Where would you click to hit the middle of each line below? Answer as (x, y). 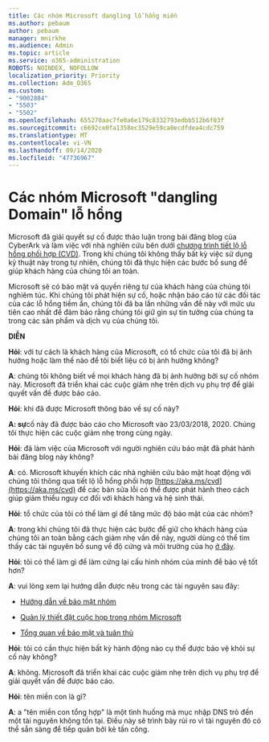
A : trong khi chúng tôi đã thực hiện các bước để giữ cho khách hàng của (128, 529)
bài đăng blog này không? (51, 457)
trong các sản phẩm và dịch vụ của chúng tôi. (84, 321)
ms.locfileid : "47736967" (51, 158)
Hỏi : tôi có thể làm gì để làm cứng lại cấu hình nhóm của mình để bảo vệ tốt (133, 562)
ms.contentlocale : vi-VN (50, 143)
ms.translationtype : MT (48, 135)
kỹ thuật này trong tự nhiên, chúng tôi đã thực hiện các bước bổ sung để (128, 263)
